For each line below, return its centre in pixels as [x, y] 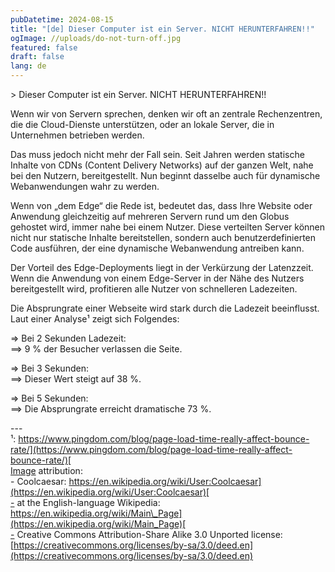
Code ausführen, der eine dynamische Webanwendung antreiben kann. [157, 248]
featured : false [44, 47]
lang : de [28, 66]
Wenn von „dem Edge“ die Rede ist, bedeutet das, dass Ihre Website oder [161, 205]
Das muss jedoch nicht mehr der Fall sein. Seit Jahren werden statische [157, 154]
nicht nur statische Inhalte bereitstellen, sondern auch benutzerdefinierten [163, 237]
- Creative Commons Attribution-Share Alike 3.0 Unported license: [146, 534]
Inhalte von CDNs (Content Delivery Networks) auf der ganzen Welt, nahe [162, 165]
